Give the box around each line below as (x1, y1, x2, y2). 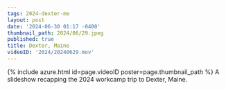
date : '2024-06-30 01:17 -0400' (7, 23, 101, 30)
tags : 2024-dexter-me (7, 10, 70, 17)
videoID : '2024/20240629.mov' (7, 49, 95, 56)
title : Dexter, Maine (7, 42, 70, 49)
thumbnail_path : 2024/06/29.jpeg (7, 29, 104, 37)
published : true (7, 36, 54, 43)
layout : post (7, 17, 45, 24)
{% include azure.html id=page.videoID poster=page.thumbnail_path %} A (7, 67, 220, 76)
